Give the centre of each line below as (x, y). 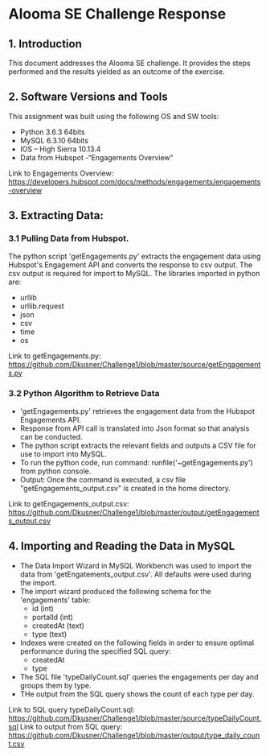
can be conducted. (51, 436)
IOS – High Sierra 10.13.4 (60, 149)
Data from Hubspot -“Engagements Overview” (96, 157)
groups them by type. (55, 685)
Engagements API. (51, 419)
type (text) (49, 634)
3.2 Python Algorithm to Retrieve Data (84, 394)
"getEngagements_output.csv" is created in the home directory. (125, 488)
